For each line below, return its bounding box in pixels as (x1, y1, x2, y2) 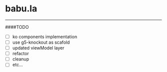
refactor (12, 51, 29, 57)
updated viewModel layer (12, 45, 65, 51)
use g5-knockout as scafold (12, 39, 70, 45)
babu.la (5, 3, 37, 14)
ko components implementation (12, 33, 78, 40)
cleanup (12, 56, 29, 62)
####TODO (5, 24, 29, 30)
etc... (12, 62, 23, 68)
